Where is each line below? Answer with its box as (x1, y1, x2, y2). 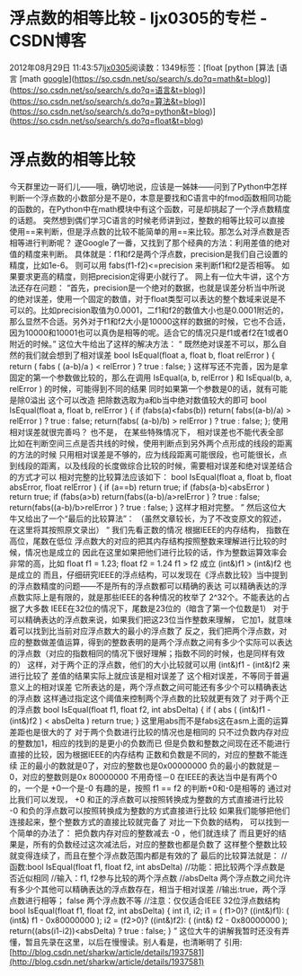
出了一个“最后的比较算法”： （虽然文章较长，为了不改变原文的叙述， (32, 513, 287, 524)
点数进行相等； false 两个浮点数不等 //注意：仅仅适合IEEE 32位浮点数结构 (9, 895, 280, 906)
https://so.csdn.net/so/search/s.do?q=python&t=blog (12, 105, 210, 117)
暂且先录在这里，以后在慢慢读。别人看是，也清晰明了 (24, 936, 222, 947)
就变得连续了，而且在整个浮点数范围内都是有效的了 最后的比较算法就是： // (9, 850, 288, 861)
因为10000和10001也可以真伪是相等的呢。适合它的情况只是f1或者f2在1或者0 (9, 327, 289, 338)
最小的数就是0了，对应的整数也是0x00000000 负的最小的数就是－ (34, 760, 280, 771)
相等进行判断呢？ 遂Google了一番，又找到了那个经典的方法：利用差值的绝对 (9, 237, 290, 248)
